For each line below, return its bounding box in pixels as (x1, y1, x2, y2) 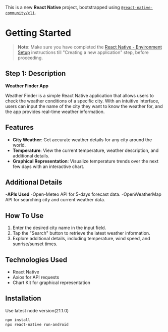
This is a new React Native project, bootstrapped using (5, 5, 120, 10)
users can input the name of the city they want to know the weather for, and (5, 103, 163, 109)
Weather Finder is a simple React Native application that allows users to (5, 92, 154, 98)
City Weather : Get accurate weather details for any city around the (12, 136, 152, 143)
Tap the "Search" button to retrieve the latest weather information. (12, 230, 150, 236)
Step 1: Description (5, 69, 66, 78)
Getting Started (5, 27, 72, 39)
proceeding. (17, 54, 43, 61)
